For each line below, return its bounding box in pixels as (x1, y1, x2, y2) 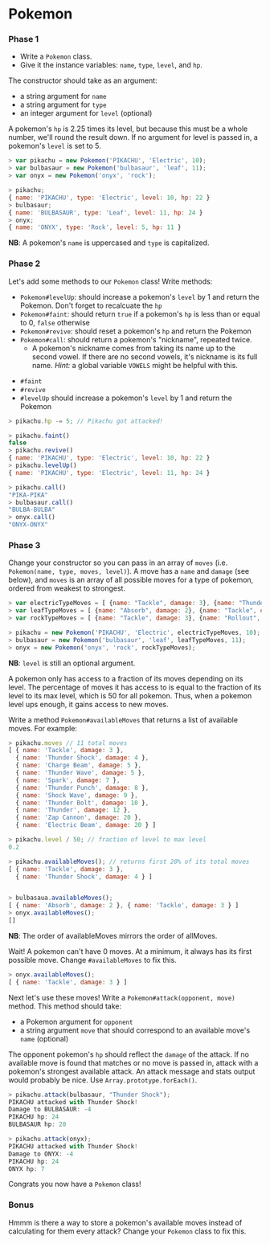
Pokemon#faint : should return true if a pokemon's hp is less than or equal (19, 309, 260, 318)
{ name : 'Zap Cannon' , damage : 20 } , (15, 813, 142, 822)
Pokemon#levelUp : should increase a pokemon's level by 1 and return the (19, 292, 260, 301)
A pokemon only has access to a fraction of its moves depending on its (8, 673, 243, 683)
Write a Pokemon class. (19, 51, 92, 61)
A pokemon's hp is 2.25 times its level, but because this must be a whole (8, 124, 248, 133)
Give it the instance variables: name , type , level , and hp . (19, 60, 202, 70)
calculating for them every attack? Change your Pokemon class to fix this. (8, 1226, 247, 1236)
